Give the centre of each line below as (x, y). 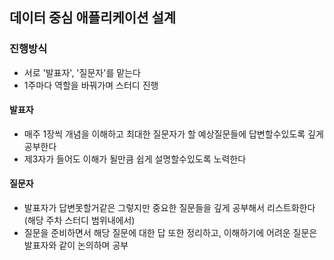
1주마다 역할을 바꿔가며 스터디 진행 (91, 85)
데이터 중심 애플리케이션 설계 (93, 18)
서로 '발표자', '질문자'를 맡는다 (82, 72)
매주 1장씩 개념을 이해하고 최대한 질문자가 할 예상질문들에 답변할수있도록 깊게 (173, 134)
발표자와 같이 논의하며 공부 (76, 245)
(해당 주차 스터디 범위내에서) (79, 220)
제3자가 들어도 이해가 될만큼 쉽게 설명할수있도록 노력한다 (135, 159)
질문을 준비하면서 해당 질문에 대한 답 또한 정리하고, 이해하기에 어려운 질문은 (170, 233)
